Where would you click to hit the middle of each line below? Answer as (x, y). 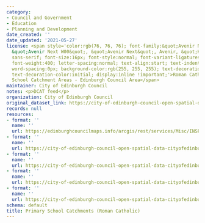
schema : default (27, 205)
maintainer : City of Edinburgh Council (57, 86)
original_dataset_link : (37, 103)
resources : (20, 114)
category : (19, 12)
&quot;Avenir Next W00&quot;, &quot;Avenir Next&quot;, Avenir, (95, 52)
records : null (24, 108)
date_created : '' (28, 35)
